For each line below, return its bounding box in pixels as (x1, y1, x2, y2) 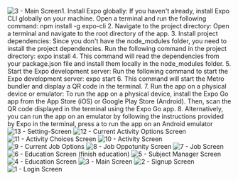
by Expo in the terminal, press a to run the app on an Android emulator (7, 120, 213, 128)
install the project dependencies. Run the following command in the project (7, 45, 227, 52)
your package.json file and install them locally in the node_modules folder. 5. (7, 60, 232, 67)
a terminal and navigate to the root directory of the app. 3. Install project (7, 29, 218, 38)
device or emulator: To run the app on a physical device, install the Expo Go (7, 89, 229, 98)
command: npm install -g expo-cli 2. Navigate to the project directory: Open (7, 22, 229, 30)
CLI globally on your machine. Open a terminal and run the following (7, 14, 207, 23)
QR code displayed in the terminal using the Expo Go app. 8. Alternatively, (7, 105, 224, 113)
